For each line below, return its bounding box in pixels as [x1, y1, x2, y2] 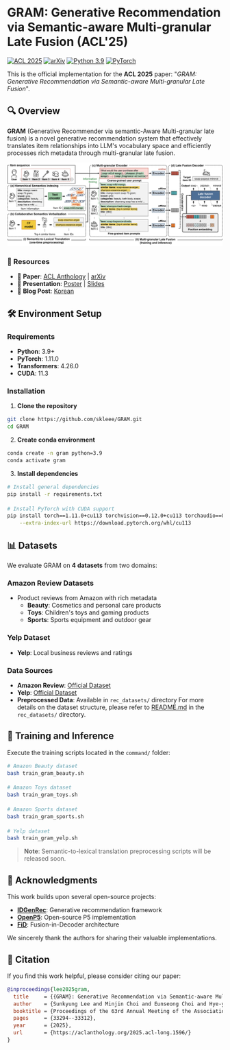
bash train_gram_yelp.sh [7, 835, 78, 842]
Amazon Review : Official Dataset [16, 681, 111, 689]
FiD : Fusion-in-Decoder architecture [16, 920, 120, 929]
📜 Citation [7, 953, 50, 965]
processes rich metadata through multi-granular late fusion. [7, 149, 176, 157]
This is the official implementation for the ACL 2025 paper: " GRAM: [7, 70, 197, 78]
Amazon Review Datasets [7, 578, 94, 588]
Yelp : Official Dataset [16, 688, 77, 697]
